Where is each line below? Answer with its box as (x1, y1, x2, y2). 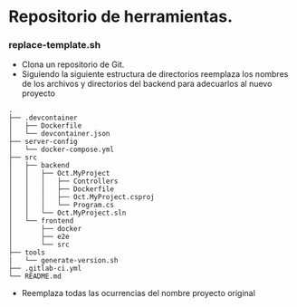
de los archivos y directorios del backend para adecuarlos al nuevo (21, 79, 273, 90)
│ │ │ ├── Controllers (8, 177, 119, 187)
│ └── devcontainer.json (8, 130, 110, 139)
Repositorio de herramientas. (8, 6, 233, 27)
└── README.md (8, 272, 62, 282)
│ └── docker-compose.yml (8, 145, 115, 155)
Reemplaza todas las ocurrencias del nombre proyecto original (21, 288, 255, 299)
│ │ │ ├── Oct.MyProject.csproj (8, 193, 155, 202)
